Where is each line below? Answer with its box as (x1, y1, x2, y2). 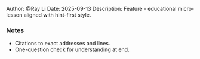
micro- (177, 5, 195, 12)
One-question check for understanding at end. (14, 46, 130, 53)
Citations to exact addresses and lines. (14, 40, 110, 47)
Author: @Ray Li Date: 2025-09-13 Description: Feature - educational (6, 5, 177, 12)
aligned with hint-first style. (23, 11, 91, 18)
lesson (6, 11, 23, 18)
